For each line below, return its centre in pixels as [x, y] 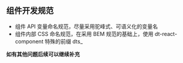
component [29, 41]
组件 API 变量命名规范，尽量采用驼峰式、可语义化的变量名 [86, 26]
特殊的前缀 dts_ [64, 41]
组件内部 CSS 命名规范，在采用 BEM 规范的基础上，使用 [84, 34]
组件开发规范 [30, 11]
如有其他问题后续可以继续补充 [43, 54]
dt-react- [166, 34]
